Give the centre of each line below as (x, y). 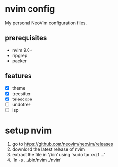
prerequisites (26, 38)
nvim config (30, 9)
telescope (22, 99)
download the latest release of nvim (48, 149)
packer (19, 61)
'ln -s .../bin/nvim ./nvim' (37, 160)
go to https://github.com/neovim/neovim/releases (62, 144)
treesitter (21, 93)
